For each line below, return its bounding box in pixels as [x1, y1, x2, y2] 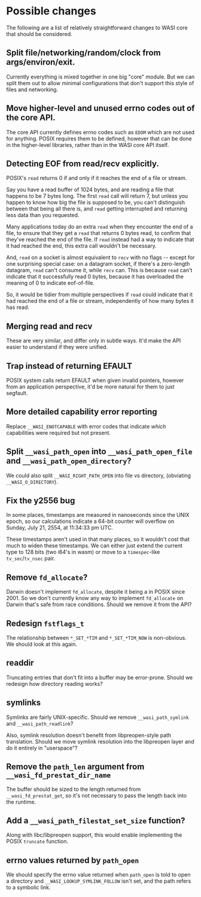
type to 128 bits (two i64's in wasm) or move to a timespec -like [6, 549, 160, 556]
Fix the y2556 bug [6, 496, 75, 506]
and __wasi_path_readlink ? [6, 720, 74, 727]
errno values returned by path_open [6, 855, 139, 865]
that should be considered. [6, 30, 73, 37]
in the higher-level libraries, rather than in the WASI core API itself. [6, 141, 169, 148]
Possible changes [6, 4, 97, 18]
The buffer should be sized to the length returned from [6, 785, 141, 793]
